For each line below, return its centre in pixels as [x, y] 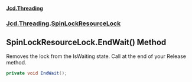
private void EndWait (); [37, 73]
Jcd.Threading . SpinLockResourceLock [64, 23]
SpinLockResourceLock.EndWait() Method [86, 42]
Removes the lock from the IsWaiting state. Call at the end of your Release [96, 56]
